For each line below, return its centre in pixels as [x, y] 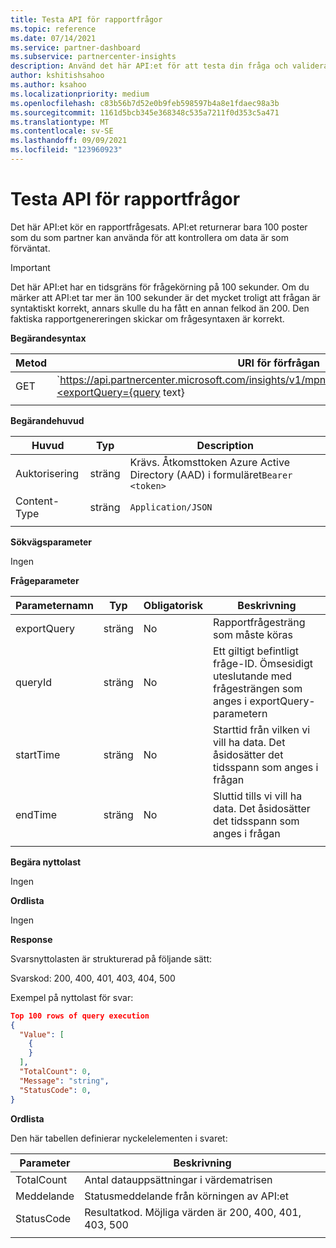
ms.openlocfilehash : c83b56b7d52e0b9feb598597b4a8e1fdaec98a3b [145, 103]
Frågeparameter [45, 580]
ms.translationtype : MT [60, 122]
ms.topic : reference [53, 29]
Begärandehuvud [47, 420]
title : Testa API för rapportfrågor [86, 19]
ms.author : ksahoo [48, 85]
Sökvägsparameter [51, 542]
